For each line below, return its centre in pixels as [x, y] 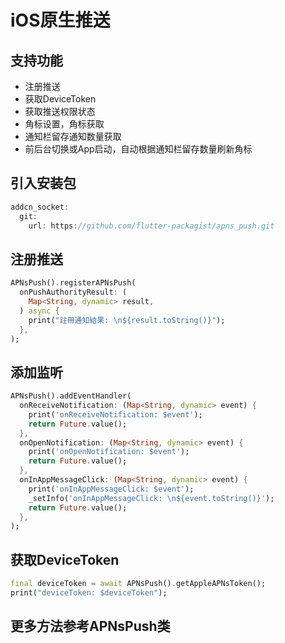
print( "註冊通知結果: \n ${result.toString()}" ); [127, 320]
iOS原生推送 [60, 20]
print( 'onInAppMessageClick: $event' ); [111, 489]
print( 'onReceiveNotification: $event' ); [115, 414]
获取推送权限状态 [60, 111]
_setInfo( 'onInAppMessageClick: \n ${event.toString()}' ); [151, 498]
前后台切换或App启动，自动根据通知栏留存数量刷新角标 [138, 149]
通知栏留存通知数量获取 [73, 136]
